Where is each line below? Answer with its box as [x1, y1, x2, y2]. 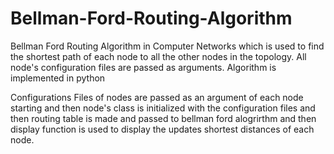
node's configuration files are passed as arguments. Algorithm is [10, 61, 277, 73]
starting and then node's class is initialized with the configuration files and [10, 102, 316, 114]
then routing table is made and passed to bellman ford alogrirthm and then [10, 112, 317, 124]
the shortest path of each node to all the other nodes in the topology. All [10, 50, 307, 62]
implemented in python [10, 72, 106, 84]
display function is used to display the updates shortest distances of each [10, 123, 315, 135]
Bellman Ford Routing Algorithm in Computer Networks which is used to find [10, 40, 325, 52]
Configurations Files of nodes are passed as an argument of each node [10, 91, 304, 103]
